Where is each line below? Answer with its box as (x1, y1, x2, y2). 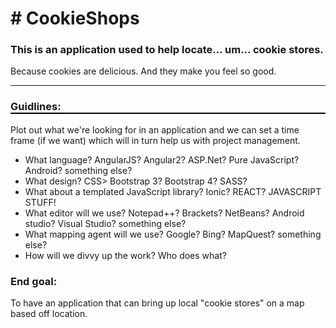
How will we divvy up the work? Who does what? (24, 249, 227, 261)
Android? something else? (24, 164, 133, 176)
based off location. (10, 308, 88, 320)
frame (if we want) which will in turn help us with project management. (10, 134, 301, 146)
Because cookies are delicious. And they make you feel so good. (10, 65, 277, 77)
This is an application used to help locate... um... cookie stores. (10, 43, 324, 57)
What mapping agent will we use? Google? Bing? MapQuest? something (24, 228, 322, 240)
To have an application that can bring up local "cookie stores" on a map (10, 297, 305, 309)
